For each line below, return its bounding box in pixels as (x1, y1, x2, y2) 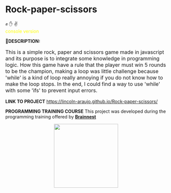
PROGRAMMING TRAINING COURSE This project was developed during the (5, 108, 166, 114)
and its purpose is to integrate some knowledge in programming (5, 55, 160, 62)
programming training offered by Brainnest (5, 113, 96, 119)
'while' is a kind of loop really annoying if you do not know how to (5, 74, 163, 81)
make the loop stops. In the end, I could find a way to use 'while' (5, 80, 160, 87)
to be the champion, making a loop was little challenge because (5, 67, 159, 75)
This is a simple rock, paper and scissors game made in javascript (5, 49, 164, 56)
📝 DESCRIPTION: (5, 38, 40, 44)
